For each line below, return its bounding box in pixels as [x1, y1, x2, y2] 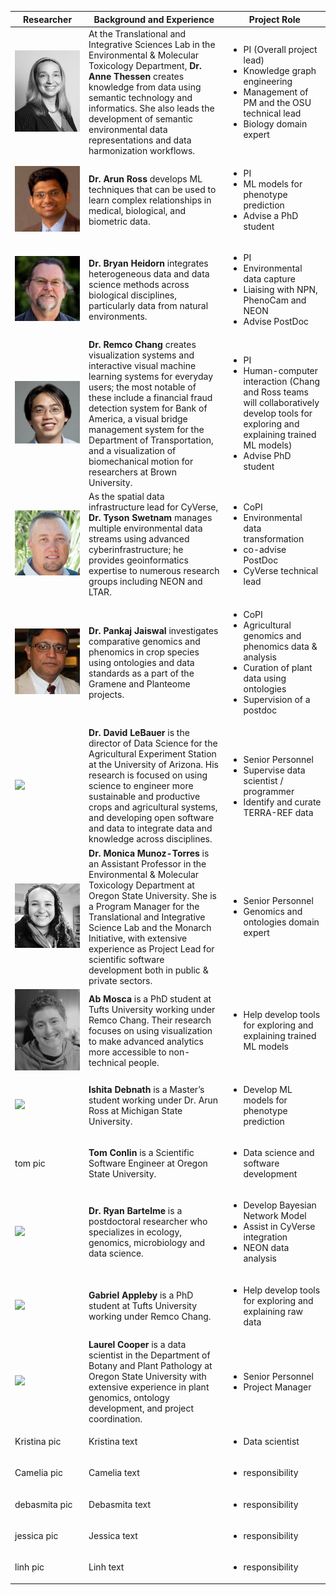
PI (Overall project [243, 44, 318, 56]
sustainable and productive [88, 791, 201, 803]
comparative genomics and [88, 635, 201, 647]
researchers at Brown [88, 466, 177, 478]
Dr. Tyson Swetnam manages [88, 511, 213, 523]
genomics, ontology [88, 1391, 170, 1403]
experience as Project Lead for [88, 942, 215, 955]
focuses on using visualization [88, 1024, 213, 1036]
